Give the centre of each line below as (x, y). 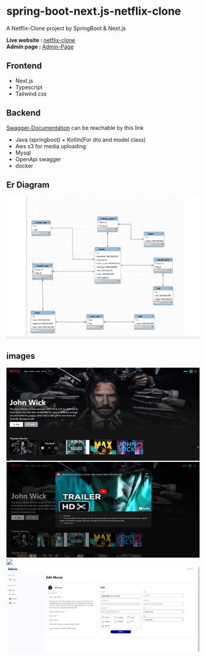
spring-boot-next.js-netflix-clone (94, 11)
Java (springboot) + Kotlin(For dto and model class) (80, 140)
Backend (24, 113)
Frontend (24, 66)
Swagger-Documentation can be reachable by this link (75, 127)
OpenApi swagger (38, 159)
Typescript (29, 87)
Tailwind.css (31, 94)
